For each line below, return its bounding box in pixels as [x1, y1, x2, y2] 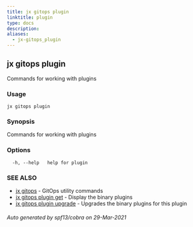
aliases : [7, 31, 29, 37]
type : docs [7, 20, 34, 26]
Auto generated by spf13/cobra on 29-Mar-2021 [7, 214, 127, 221]
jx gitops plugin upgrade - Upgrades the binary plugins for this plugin [15, 200, 187, 207]
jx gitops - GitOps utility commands [15, 187, 103, 194]
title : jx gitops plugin [7, 8, 69, 15]
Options [7, 146, 31, 154]
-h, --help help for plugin [12, 160, 88, 166]
